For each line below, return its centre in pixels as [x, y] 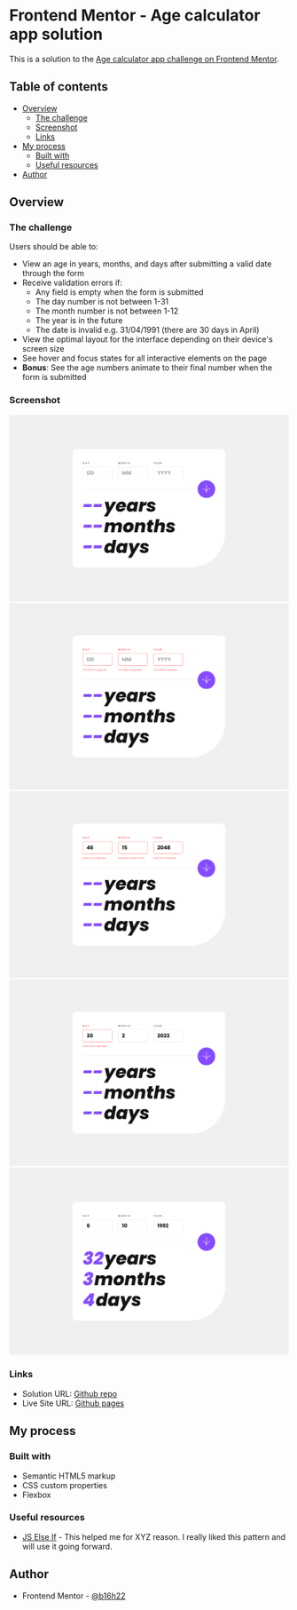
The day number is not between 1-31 [102, 302]
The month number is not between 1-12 [107, 311]
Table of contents [59, 87]
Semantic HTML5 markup [69, 1476]
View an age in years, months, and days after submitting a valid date [147, 264]
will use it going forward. [67, 1546]
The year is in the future [79, 321]
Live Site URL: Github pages [73, 1403]
